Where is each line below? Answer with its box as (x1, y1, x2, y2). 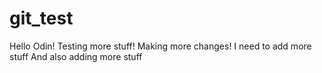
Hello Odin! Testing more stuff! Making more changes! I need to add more (9, 40, 312, 52)
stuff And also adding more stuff (9, 50, 143, 62)
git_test (9, 7, 74, 30)
